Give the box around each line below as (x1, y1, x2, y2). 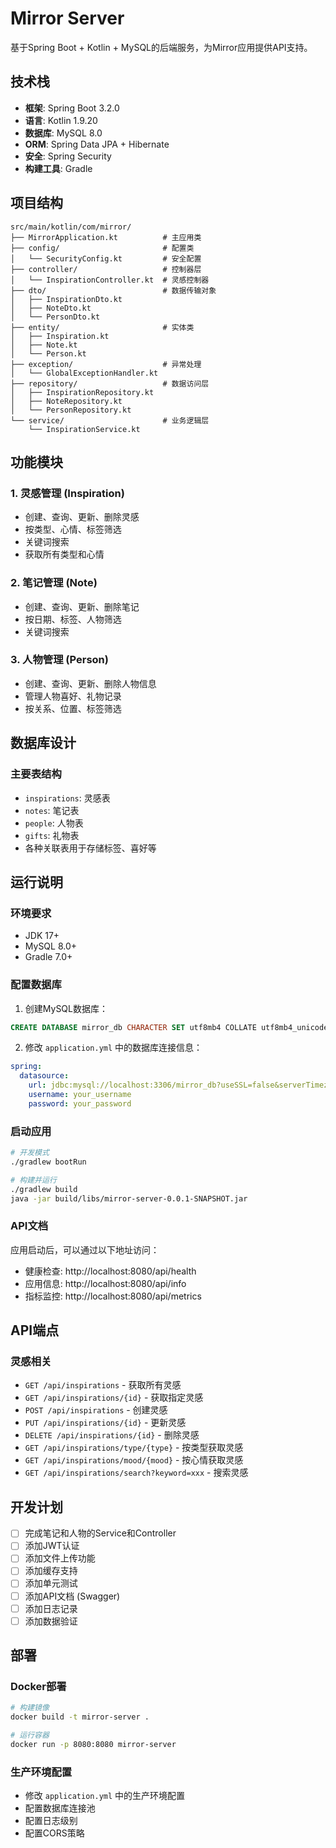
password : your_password (28, 1098, 132, 1109)
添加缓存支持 (24, 1565, 78, 1577)
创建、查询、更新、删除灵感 (24, 511, 140, 523)
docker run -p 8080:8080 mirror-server (10, 1740, 177, 1750)
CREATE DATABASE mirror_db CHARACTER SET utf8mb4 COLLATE (10, 1022, 257, 1032)
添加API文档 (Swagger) (24, 1590, 121, 1602)
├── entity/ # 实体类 (10, 322, 195, 332)
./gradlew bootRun (10, 1157, 87, 1167)
